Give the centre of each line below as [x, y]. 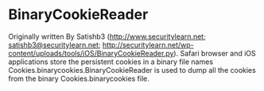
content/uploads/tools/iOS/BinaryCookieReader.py [91, 53]
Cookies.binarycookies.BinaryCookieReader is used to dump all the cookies [132, 70]
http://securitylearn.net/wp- [148, 44]
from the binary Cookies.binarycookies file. [79, 78]
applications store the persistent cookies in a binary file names [111, 62]
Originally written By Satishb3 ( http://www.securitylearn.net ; [107, 36]
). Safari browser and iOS [215, 53]
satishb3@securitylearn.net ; [54, 44]
